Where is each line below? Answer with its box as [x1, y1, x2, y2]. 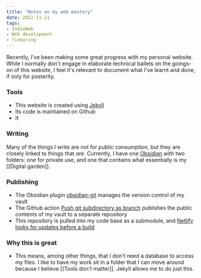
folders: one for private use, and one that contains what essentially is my [6, 156, 187, 163]
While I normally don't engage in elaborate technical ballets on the [6, 60, 171, 67]
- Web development [6, 31, 53, 37]
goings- [171, 60, 192, 67]
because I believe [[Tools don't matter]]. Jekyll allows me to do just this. [14, 265, 194, 273]
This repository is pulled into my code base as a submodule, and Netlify [14, 217, 194, 224]
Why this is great [6, 238, 57, 247]
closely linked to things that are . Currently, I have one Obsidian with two [6, 149, 185, 157]
